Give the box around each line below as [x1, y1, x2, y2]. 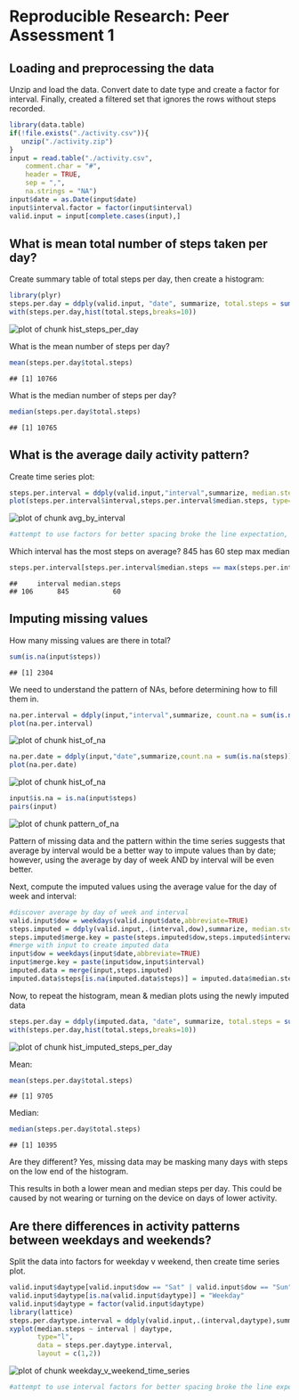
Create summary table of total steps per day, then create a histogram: [9, 274, 265, 284]
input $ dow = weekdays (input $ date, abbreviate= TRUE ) [9, 949, 201, 959]
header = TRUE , [25, 170, 82, 179]
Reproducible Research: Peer [9, 6, 230, 27]
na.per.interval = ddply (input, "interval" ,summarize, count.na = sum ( [9, 710, 277, 719]
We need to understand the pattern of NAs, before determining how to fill [9, 684, 278, 694]
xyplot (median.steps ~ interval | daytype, [9, 1324, 174, 1333]
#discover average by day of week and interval [9, 907, 190, 917]
